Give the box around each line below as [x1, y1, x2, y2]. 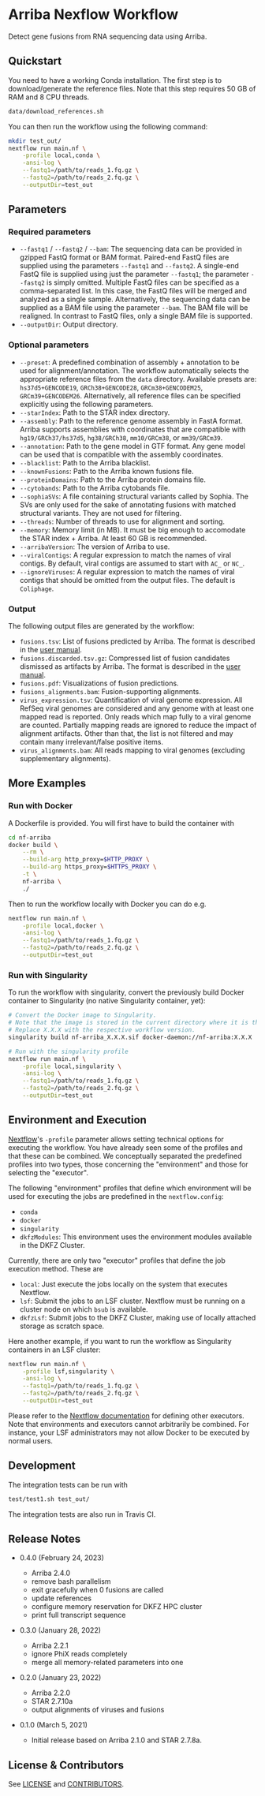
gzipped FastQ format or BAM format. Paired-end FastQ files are [19, 252, 230, 262]
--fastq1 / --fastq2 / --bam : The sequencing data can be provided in [19, 245, 243, 254]
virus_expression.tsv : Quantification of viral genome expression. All [19, 696, 243, 705]
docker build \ [8, 841, 58, 849]
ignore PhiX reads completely [31, 1649, 128, 1659]
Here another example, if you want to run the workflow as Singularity [8, 1336, 232, 1346]
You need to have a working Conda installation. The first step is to [8, 75, 222, 84]
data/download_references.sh [8, 107, 104, 115]
